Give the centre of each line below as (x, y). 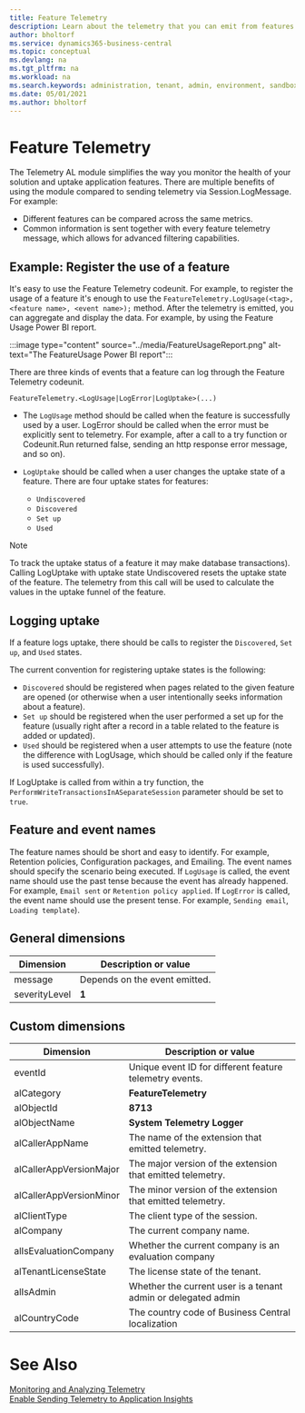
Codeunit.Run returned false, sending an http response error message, (155, 444)
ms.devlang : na (38, 60)
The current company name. (189, 1230)
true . (19, 801)
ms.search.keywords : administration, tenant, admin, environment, (138, 85)
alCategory (38, 1093)
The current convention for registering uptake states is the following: (138, 670)
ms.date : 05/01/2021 (49, 94)
